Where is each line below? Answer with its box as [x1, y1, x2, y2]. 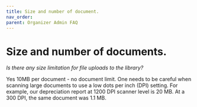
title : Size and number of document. [6, 8, 99, 15]
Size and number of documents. [6, 45, 167, 58]
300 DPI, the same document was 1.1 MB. [6, 95, 106, 102]
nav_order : [6, 14, 33, 20]
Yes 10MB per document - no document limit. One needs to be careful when [6, 76, 192, 83]
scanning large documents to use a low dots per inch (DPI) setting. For [6, 82, 178, 89]
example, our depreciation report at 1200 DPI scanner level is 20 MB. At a [6, 88, 185, 95]
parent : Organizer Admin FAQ [6, 19, 78, 25]
